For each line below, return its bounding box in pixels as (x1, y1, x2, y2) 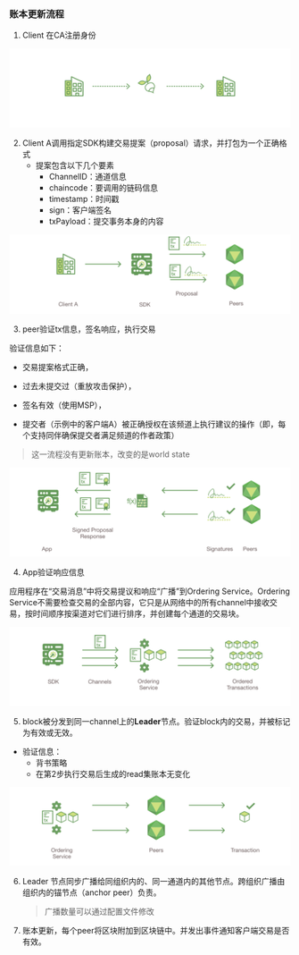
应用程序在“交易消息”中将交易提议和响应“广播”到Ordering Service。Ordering (9, 586, 290, 596)
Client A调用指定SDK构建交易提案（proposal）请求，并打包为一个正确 (21, 138, 279, 148)
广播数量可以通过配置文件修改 (44, 906, 154, 917)
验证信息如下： (9, 342, 64, 353)
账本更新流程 (9, 7, 65, 20)
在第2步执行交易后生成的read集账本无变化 (35, 768, 190, 779)
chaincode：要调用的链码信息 (48, 182, 159, 193)
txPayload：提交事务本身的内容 (48, 216, 164, 227)
